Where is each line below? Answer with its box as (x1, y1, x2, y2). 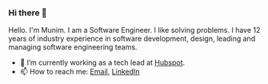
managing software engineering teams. (8, 42, 138, 52)
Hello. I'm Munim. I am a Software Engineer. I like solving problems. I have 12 (8, 26, 261, 35)
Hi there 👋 (8, 7, 48, 18)
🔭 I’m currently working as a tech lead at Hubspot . (19, 58, 186, 67)
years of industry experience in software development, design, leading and (8, 34, 256, 43)
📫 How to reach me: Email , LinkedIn (19, 67, 140, 77)
